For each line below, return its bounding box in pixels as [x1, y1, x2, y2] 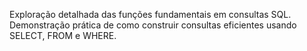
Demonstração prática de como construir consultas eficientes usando [9, 19, 297, 31]
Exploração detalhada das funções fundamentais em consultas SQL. [9, 9, 292, 20]
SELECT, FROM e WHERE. [9, 30, 117, 41]
